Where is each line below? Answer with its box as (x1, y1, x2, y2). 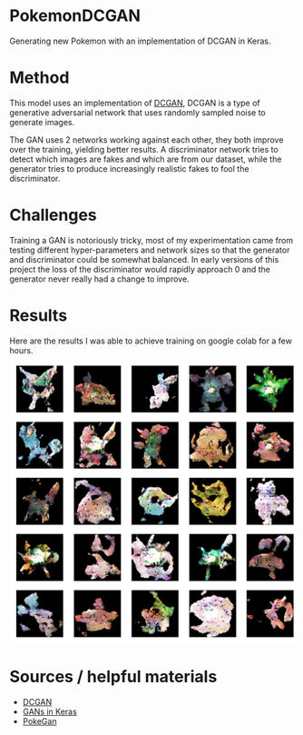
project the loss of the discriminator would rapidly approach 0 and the (9, 263, 270, 274)
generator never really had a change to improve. (9, 273, 190, 284)
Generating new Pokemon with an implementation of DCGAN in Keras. (9, 35, 271, 46)
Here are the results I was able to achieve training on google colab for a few (9, 335, 293, 346)
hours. (9, 344, 34, 355)
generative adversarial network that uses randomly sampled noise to (9, 106, 266, 118)
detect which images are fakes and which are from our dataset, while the (9, 154, 282, 164)
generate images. (9, 116, 75, 127)
